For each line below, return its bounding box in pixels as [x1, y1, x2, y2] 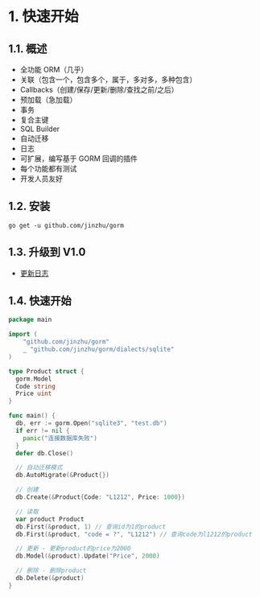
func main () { [8, 412, 56, 420]
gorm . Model [15, 375, 52, 383]
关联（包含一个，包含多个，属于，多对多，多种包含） [19, 75, 197, 84]
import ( [8, 331, 38, 339]
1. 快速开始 [8, 7, 79, 26]
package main [8, 315, 52, 324]
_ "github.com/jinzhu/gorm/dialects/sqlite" [23, 345, 175, 354]
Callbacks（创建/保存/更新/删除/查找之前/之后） [19, 85, 179, 94]
